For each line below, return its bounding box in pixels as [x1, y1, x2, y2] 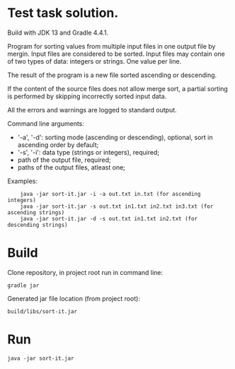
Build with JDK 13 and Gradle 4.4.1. [7, 28, 109, 37]
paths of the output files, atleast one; [17, 163, 126, 171]
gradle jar [7, 281, 40, 289]
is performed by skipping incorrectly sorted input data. [7, 92, 167, 100]
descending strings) [7, 221, 69, 228]
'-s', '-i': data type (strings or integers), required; [17, 148, 160, 156]
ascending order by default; [17, 140, 99, 149]
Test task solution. [7, 5, 119, 21]
